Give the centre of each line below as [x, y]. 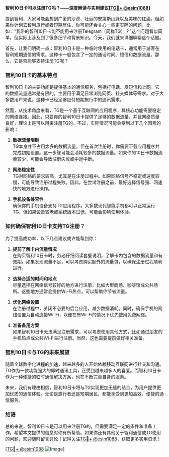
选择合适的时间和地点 [34, 278]
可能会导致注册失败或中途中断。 [63, 159]
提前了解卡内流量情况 [34, 249]
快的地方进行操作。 [32, 189]
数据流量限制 [26, 140]
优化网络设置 [26, 302]
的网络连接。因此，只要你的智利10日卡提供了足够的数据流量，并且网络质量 [82, 117]
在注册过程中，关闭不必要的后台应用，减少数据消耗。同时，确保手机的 [85, 308]
